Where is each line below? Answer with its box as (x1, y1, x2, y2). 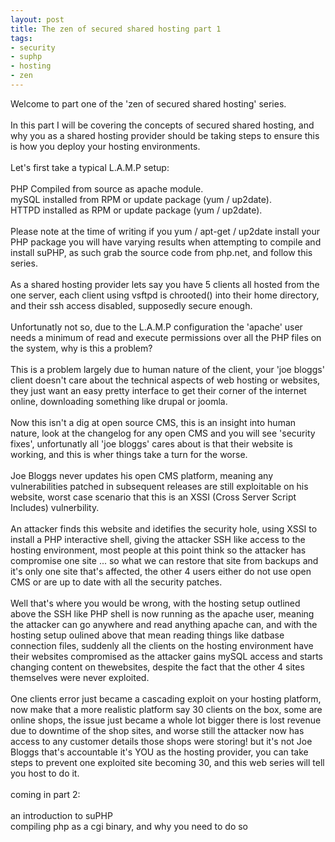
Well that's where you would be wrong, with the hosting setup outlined (10, 597, 301, 609)
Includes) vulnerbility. (10, 501, 100, 513)
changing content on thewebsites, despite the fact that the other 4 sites (10, 661, 305, 673)
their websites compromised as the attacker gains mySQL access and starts (10, 650, 323, 662)
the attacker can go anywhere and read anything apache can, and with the (10, 618, 318, 630)
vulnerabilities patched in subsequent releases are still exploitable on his (10, 480, 309, 492)
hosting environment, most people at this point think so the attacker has (10, 544, 307, 556)
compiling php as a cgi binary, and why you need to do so (10, 820, 249, 832)
